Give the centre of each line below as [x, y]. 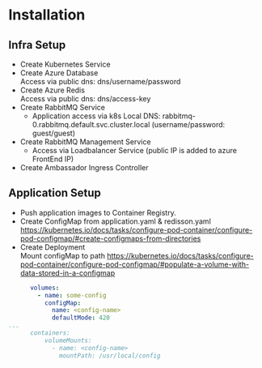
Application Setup [55, 193]
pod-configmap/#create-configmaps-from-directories [110, 238]
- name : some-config [72, 295]
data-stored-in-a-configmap [68, 272]
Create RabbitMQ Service [63, 107]
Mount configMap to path [62, 255]
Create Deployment [53, 247]
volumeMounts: [68, 340]
